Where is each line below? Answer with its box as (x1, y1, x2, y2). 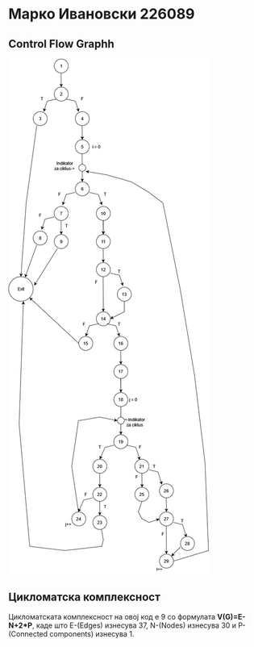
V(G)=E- (217, 612, 246, 621)
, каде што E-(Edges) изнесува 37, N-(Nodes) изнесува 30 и (31, 620, 236, 630)
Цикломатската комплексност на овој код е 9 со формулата (8, 612, 216, 621)
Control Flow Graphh (8, 37, 115, 51)
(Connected (8, 628, 48, 638)
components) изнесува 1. (49, 628, 135, 638)
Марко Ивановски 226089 (8, 5, 195, 23)
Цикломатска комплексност (8, 591, 161, 604)
